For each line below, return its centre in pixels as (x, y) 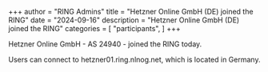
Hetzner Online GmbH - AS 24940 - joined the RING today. (105, 44)
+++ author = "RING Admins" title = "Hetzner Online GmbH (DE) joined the (131, 12)
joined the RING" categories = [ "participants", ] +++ (95, 28)
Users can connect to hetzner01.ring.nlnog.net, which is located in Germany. (134, 60)
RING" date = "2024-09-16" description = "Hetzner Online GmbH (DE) (124, 20)
